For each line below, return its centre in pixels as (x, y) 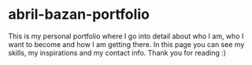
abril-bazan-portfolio (79, 14)
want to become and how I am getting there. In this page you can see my (126, 44)
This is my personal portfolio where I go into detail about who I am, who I (126, 36)
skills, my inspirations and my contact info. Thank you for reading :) (117, 52)
